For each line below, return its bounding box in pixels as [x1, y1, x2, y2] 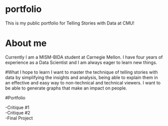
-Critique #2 [5, 109, 30, 115]
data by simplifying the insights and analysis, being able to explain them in [5, 74, 158, 80]
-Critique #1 [5, 104, 29, 110]
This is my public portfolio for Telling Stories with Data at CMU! [5, 20, 135, 26]
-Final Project [5, 115, 33, 121]
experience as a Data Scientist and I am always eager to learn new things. [5, 59, 157, 65]
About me [5, 37, 47, 49]
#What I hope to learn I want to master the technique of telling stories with [5, 69, 158, 75]
